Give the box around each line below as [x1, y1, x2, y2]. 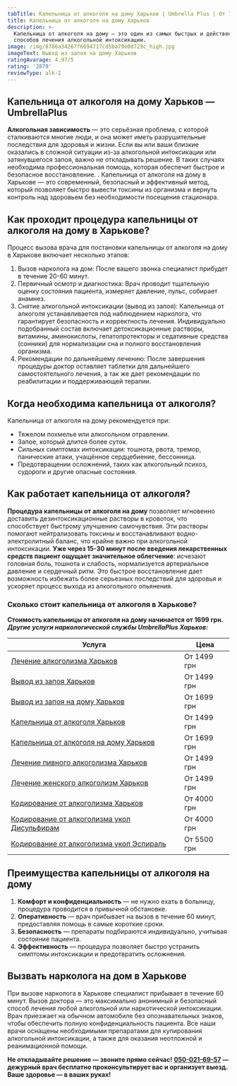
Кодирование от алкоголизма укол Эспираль [11, 839, 166, 849]
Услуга [82, 640, 107, 650]
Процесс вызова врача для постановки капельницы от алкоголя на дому [7, 243, 228, 252]
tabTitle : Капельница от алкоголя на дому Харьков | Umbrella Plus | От [7, 10, 226, 18]
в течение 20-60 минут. [17, 272, 90, 281]
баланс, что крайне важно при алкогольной [55, 536, 188, 545]
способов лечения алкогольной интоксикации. [13, 37, 147, 44]
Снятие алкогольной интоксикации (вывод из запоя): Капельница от [17, 302, 224, 311]
